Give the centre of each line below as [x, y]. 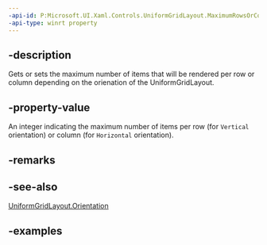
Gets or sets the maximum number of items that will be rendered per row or [132, 74]
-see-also [33, 187]
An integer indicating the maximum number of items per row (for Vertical [129, 127]
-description [40, 55]
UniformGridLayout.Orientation [58, 206]
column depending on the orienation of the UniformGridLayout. [111, 82]
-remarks [32, 160]
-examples [35, 231]
